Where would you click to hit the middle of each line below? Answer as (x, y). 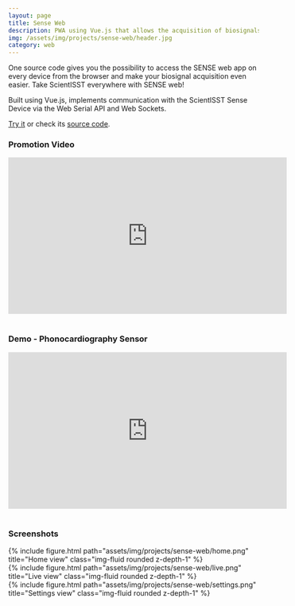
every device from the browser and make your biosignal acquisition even (127, 76)
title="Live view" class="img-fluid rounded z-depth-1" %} (103, 577)
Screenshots (33, 534)
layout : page (30, 16)
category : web (32, 45)
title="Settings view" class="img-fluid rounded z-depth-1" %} (109, 593)
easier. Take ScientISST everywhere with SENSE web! (96, 85)
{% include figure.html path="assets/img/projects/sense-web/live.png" (125, 568)
